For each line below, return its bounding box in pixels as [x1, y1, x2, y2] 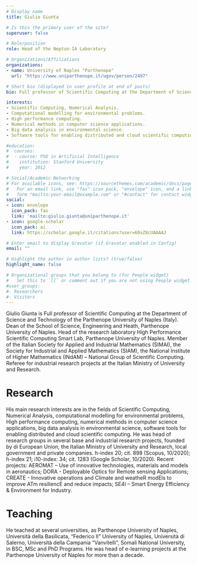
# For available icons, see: [6, 180, 77, 186]
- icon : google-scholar [6, 218, 64, 224]
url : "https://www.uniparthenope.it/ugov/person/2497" [11, 73, 148, 79]
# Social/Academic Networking [6, 175, 80, 181]
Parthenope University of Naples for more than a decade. [6, 552, 145, 559]
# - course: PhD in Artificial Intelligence [6, 153, 119, 160]
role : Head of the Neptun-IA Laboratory [6, 46, 107, 52]
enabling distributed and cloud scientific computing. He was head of [6, 431, 172, 438]
